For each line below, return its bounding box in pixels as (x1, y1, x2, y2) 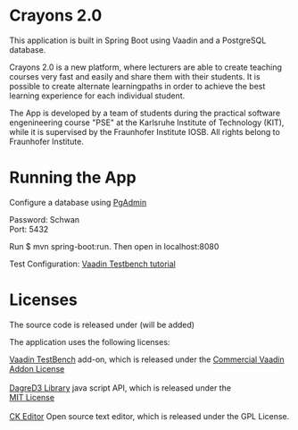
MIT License (9, 392, 55, 402)
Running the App (9, 167, 137, 188)
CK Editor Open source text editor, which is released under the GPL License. (9, 410, 290, 421)
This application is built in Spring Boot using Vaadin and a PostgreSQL (9, 35, 267, 46)
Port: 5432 (9, 223, 49, 234)
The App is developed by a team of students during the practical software (9, 107, 281, 118)
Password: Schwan (9, 214, 80, 224)
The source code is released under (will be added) (9, 319, 195, 330)
